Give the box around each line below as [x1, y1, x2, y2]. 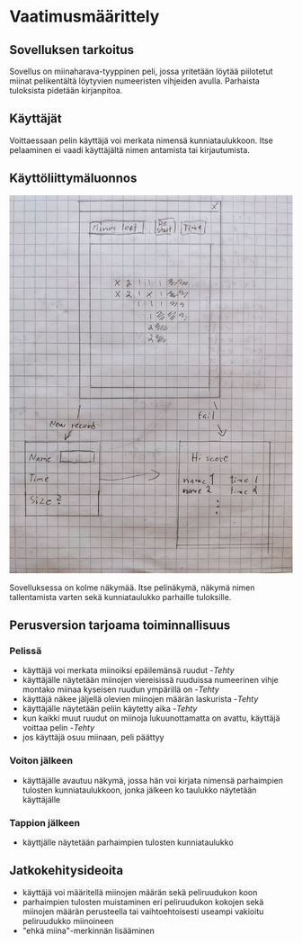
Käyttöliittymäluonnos [9, 171, 138, 186]
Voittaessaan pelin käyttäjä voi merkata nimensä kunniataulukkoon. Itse [9, 135, 274, 146]
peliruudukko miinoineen [22, 915, 114, 926]
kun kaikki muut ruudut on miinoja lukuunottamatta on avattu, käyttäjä [22, 713, 280, 723]
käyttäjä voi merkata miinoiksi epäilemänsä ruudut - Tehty [22, 665, 235, 676]
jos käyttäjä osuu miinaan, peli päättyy [22, 732, 164, 743]
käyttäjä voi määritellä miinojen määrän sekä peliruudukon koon [22, 886, 258, 897]
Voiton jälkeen [9, 754, 74, 767]
